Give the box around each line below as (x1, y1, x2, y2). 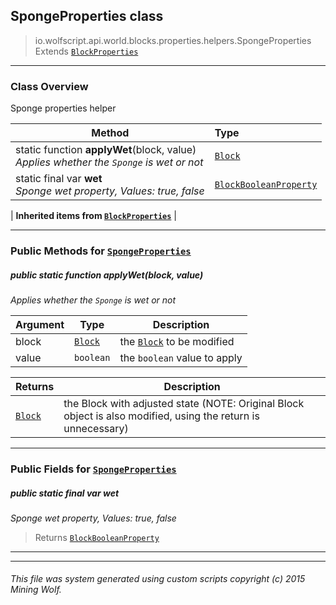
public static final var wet (10, 487, 120, 499)
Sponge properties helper (10, 102, 117, 114)
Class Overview (10, 79, 89, 93)
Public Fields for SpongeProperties (10, 462, 177, 476)
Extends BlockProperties (34, 45, 139, 57)
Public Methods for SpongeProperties (10, 244, 192, 258)
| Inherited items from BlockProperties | (10, 210, 177, 222)
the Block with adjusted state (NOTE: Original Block (63, 397, 305, 410)
